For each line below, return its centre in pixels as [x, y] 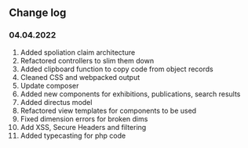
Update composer [49, 85]
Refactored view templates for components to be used [108, 110]
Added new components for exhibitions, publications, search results [130, 94]
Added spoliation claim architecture [78, 52]
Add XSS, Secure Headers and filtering [83, 127]
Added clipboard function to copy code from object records [117, 69]
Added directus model [56, 102]
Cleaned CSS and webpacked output [80, 77]
